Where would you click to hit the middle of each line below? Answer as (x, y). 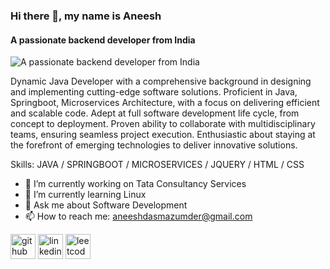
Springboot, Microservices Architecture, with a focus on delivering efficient (165, 103)
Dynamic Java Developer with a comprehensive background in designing (161, 81)
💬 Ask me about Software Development (106, 205)
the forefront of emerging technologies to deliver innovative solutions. (154, 145)
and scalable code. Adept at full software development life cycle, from (155, 113)
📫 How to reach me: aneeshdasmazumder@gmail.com (138, 216)
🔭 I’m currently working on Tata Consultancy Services (135, 184)
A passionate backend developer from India (103, 40)
